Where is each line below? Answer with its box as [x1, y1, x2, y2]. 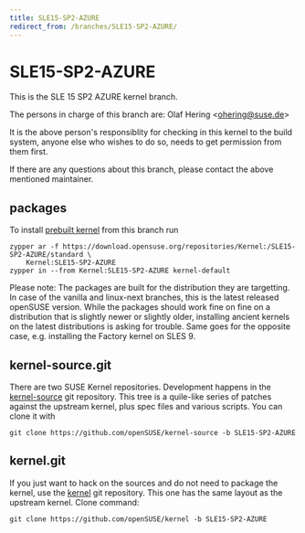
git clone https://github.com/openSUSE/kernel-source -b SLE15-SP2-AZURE [9, 429, 297, 438]
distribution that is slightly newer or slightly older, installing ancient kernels [9, 312, 290, 323]
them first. [9, 146, 48, 157]
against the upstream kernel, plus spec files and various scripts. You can [9, 401, 283, 412]
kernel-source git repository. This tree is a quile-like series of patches [9, 391, 272, 402]
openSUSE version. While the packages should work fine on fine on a [9, 302, 271, 313]
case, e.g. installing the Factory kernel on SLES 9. [9, 331, 196, 342]
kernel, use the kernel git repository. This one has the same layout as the [9, 486, 283, 498]
